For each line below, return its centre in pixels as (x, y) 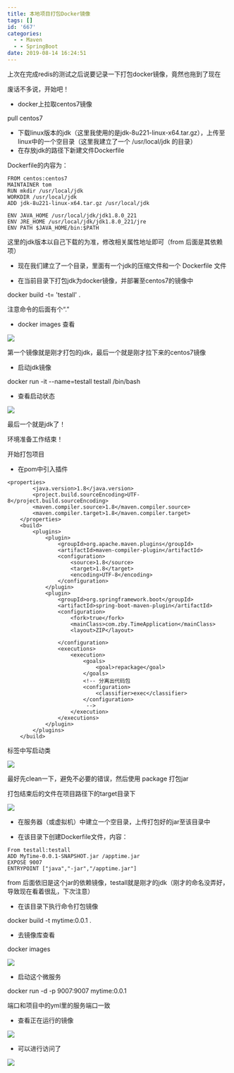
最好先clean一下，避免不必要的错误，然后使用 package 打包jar (98, 779)
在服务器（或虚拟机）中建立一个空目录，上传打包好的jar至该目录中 (114, 821)
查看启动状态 (36, 396)
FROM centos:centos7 (38, 178)
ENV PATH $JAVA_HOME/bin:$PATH (53, 228)
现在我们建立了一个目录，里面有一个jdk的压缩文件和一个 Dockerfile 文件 (122, 266)
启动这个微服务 (39, 976)
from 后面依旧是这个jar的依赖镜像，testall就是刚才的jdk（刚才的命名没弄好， (118, 882)
